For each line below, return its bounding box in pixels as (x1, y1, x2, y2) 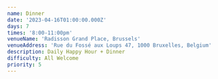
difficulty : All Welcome (7, 55, 79, 62)
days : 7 (7, 23, 30, 30)
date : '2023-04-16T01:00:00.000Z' (7, 16, 107, 23)
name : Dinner (7, 10, 45, 17)
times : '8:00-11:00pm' (7, 29, 73, 36)
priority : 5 (7, 61, 42, 68)
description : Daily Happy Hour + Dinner (7, 49, 126, 56)
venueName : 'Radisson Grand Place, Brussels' (7, 36, 140, 43)
